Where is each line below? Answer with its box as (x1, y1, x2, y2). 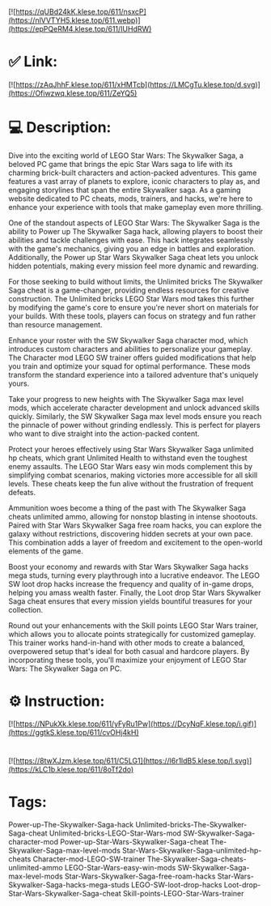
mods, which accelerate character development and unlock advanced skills (8, 403, 260, 412)
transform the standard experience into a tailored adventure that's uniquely (8, 370, 259, 379)
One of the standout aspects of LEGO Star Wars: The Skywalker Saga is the (8, 218, 260, 228)
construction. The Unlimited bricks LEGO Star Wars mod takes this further (8, 293, 255, 303)
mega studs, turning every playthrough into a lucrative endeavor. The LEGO (8, 571, 260, 580)
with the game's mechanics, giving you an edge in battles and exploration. (8, 243, 256, 254)
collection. (8, 605, 44, 614)
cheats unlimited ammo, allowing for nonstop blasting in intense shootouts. (8, 511, 258, 521)
